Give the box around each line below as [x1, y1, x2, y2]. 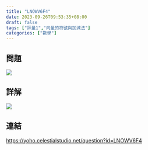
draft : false [6, 19, 38, 25]
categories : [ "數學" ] [6, 30, 57, 36]
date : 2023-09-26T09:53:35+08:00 [6, 14, 87, 20]
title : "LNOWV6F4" [6, 8, 51, 15]
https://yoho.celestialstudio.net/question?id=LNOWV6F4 [6, 137, 143, 144]
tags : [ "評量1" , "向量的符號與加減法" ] [6, 25, 91, 31]
